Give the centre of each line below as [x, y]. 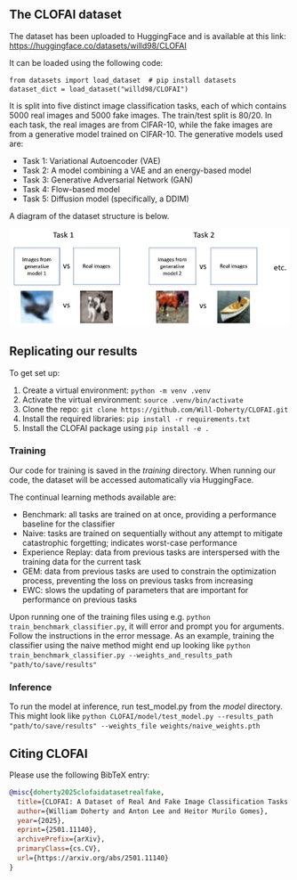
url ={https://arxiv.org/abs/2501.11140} [93, 859]
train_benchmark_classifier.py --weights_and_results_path [121, 655]
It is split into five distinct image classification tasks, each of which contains [148, 105]
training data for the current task [81, 561]
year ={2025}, [41, 820]
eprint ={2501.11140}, [57, 830]
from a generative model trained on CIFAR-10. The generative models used [146, 134]
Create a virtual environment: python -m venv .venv [116, 390]
